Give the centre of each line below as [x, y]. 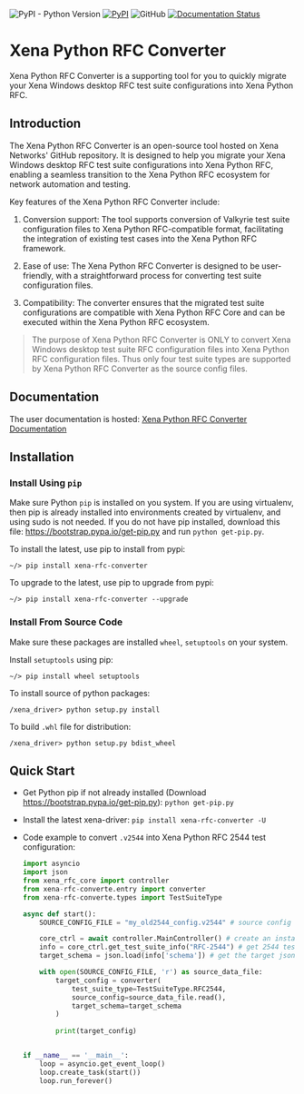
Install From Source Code [66, 622]
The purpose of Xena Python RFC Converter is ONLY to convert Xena [161, 340]
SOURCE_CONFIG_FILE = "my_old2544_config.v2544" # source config [166, 922]
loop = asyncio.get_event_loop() [103, 1064]
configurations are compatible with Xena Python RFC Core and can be [154, 312]
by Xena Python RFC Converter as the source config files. [139, 369]
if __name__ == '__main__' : [76, 1056]
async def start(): [59, 914]
